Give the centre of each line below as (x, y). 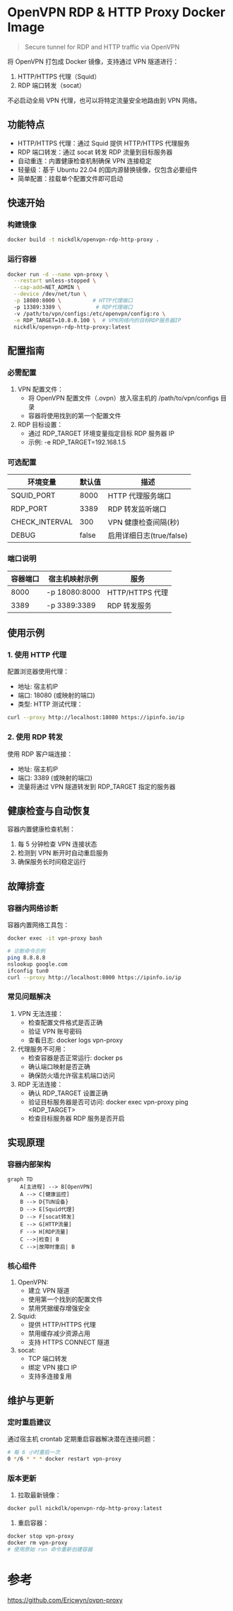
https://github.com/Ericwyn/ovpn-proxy (65, 1600)
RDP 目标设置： (40, 425)
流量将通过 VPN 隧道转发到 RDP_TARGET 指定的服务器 (96, 786)
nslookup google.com (38, 964)
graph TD (20, 1180)
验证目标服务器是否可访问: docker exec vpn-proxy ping (108, 1102)
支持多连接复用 (50, 1376)
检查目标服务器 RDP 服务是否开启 (76, 1118)
